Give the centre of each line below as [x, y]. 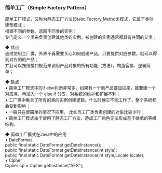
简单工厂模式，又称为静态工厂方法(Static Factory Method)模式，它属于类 [77, 19]
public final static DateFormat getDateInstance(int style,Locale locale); [75, 155]
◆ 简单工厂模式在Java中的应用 [36, 134]
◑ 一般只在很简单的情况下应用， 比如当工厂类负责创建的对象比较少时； [75, 112]
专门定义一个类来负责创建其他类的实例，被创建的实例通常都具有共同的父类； [81, 37]
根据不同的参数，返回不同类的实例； [41, 31]
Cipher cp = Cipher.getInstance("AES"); [44, 166]
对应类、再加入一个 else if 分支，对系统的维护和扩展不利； [63, 94]
